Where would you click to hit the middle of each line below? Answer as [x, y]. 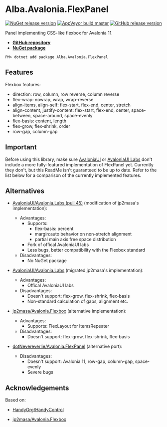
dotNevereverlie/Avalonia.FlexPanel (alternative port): [67, 346]
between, [22, 115]
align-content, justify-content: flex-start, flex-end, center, [71, 110]
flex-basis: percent [54, 229]
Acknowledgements [37, 388]
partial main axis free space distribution [75, 240]
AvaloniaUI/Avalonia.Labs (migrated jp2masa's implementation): [78, 270]
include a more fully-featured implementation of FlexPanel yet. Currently [79, 164]
